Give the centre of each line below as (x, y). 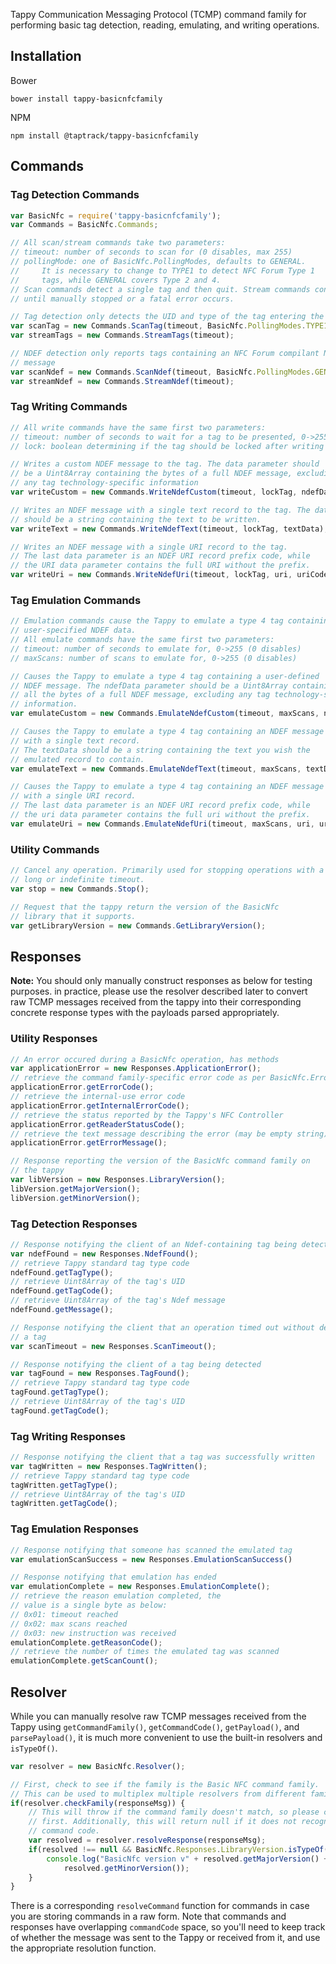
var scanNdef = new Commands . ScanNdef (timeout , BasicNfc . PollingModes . (162, 372)
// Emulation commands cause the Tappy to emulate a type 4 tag (147, 621)
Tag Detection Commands (75, 195)
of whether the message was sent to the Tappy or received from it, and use (165, 1938)
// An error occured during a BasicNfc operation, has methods (145, 1059)
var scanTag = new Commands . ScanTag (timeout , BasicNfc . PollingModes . (158, 326)
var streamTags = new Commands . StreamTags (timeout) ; (122, 335)
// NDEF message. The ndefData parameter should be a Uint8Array (149, 685)
